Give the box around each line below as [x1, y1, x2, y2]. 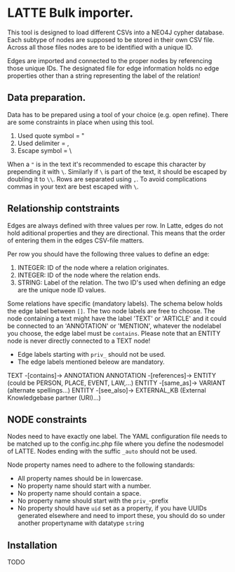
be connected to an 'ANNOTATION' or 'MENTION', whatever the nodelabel [7, 321, 222, 330]
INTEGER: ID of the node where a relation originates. [17, 263, 170, 271]
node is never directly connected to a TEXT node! [7, 336, 151, 345]
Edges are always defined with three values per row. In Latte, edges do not [7, 221, 223, 229]
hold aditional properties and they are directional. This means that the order [7, 229, 226, 237]
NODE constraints [7, 414, 88, 425]
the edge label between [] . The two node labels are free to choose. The [7, 306, 215, 315]
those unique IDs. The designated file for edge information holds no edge [7, 64, 220, 72]
